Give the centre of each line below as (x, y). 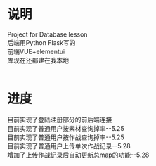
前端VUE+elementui (36, 51)
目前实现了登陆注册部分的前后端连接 (60, 120)
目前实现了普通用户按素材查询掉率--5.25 (66, 128)
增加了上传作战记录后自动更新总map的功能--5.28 (78, 155)
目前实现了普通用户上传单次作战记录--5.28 (69, 146)
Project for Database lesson (47, 34)
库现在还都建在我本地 (38, 60)
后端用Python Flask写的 (41, 42)
